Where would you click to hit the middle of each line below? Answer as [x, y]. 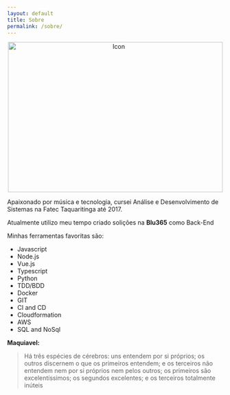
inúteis [33, 385]
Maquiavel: [23, 343]
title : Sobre [26, 20]
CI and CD [32, 308]
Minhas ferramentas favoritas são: [56, 236]
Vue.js [26, 264]
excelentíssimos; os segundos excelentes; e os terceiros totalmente [120, 378]
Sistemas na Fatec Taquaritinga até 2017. [65, 210]
